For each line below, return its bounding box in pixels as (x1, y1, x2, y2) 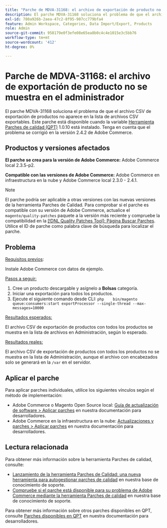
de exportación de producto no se (5, 81, 148, 92)
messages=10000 (12, 306, 44, 311)
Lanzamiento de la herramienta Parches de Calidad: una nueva (12, 471, 141, 477)
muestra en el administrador (5, 91, 124, 103)
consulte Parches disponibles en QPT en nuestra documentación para (5, 513, 149, 519)
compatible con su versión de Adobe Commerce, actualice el (5, 207, 130, 213)
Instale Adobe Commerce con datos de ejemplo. (5, 266, 104, 272)
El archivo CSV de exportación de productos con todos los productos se (5, 324, 153, 330)
